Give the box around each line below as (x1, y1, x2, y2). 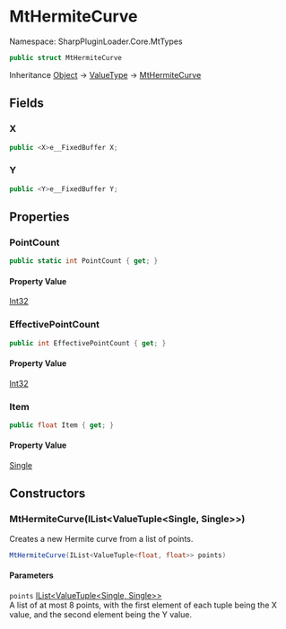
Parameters (9, 570, 54, 581)
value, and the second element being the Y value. (9, 608, 193, 620)
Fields (9, 96, 45, 111)
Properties (9, 209, 70, 224)
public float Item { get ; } (9, 420, 115, 430)
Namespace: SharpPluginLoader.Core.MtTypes (9, 36, 183, 47)
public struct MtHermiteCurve (9, 53, 123, 62)
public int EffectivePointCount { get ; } (9, 338, 167, 347)
